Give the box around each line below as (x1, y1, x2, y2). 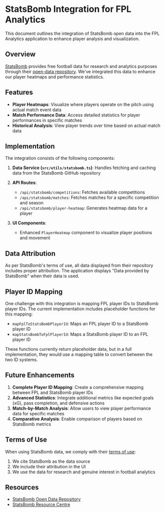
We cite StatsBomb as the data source (12, 458, 90, 464)
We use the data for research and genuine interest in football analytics (12, 469, 156, 475)
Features (5, 88, 33, 97)
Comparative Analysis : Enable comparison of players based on (12, 416, 142, 422)
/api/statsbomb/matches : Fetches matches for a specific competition (19, 194, 159, 200)
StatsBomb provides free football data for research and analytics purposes (5, 63, 157, 69)
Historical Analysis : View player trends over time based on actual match (12, 123, 161, 128)
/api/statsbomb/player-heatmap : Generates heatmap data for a (19, 205, 148, 211)
